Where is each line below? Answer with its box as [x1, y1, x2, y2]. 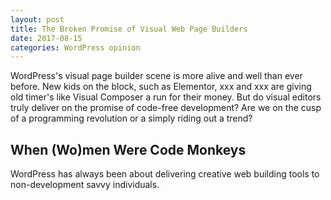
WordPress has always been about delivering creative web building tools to [10, 168, 320, 180]
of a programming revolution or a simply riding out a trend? [10, 112, 253, 125]
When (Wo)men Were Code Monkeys [10, 141, 247, 158]
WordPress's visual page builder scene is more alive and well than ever [10, 70, 303, 82]
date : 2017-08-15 [10, 33, 83, 43]
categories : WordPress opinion [10, 42, 141, 53]
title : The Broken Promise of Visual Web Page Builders [10, 24, 248, 34]
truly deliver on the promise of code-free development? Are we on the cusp [10, 102, 322, 114]
